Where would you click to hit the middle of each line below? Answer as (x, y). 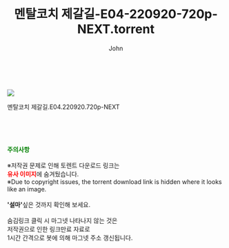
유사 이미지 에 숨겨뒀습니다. (43, 174)
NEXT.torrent (116, 29)
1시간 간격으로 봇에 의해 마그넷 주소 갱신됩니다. (70, 238)
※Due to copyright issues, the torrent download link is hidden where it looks (114, 182)
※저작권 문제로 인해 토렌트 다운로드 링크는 (63, 165)
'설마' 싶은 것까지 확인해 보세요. (49, 205)
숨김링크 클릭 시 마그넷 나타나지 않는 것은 (62, 220)
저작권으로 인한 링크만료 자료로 (49, 229)
